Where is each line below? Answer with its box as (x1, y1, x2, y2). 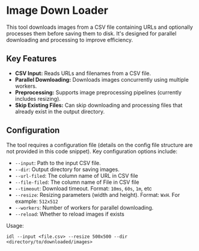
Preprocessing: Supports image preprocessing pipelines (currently (14, 88, 182, 96)
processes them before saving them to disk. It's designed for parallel (6, 29, 177, 37)
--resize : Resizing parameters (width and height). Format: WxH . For (14, 191, 180, 198)
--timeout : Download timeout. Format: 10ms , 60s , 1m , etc (14, 184, 152, 192)
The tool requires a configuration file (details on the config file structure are (6, 141, 193, 148)
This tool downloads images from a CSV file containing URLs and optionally (6, 23, 194, 31)
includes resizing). (14, 95, 61, 102)
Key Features (6, 53, 57, 64)
